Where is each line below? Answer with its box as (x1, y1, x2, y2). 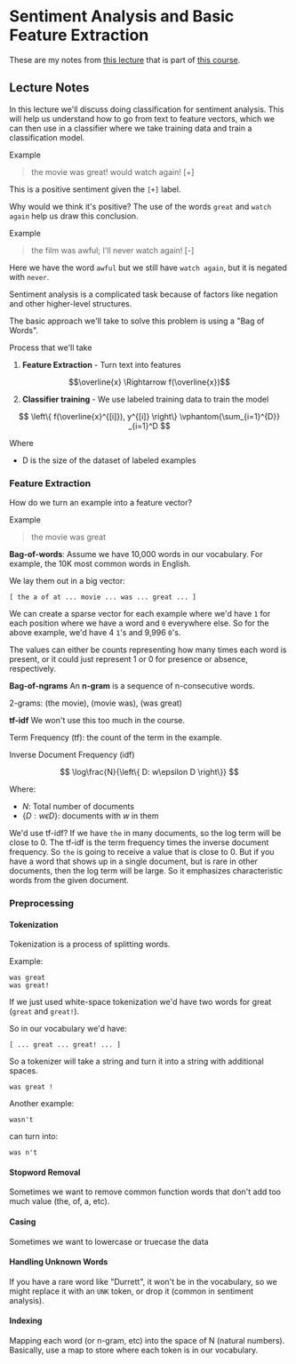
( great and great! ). (9, 1006, 80, 1017)
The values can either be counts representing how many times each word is (9, 644, 287, 655)
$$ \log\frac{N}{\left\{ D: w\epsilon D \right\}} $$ (60, 767, 239, 778)
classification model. (9, 132, 85, 143)
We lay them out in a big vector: (9, 576, 126, 586)
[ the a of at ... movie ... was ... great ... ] (9, 593, 197, 602)
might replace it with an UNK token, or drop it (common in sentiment (9, 1286, 253, 1296)
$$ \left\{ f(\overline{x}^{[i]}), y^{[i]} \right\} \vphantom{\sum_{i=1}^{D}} (19, 411, 280, 421)
